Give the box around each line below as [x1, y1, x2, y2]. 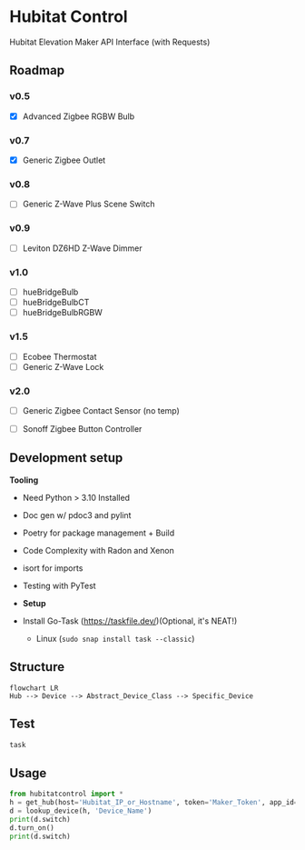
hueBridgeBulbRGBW [22, 307, 103, 318]
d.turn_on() [9, 823, 54, 833]
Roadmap [9, 63, 65, 78]
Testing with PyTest [22, 580, 97, 591]
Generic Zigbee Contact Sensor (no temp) [22, 405, 180, 415]
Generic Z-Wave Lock [22, 361, 104, 372]
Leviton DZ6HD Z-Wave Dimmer [22, 243, 143, 254]
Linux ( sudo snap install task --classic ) [35, 633, 195, 644]
